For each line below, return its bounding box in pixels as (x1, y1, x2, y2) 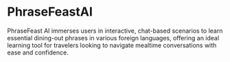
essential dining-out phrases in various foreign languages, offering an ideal (7, 33, 220, 42)
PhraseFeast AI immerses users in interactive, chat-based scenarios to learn (7, 27, 223, 35)
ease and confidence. (7, 48, 69, 57)
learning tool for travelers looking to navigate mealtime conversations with (7, 41, 217, 49)
